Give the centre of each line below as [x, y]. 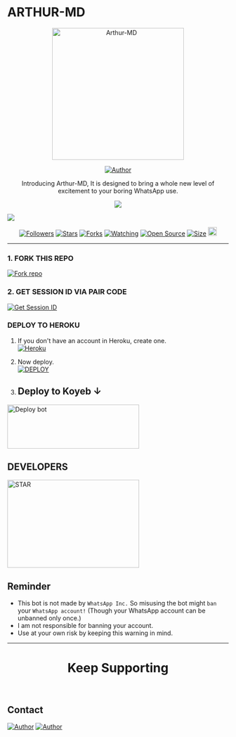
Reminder [29, 586]
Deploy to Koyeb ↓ [59, 391]
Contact [25, 710]
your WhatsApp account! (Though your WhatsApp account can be [111, 611]
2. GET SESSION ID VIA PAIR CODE [67, 292]
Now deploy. [35, 361]
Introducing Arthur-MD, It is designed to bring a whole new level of [118, 183]
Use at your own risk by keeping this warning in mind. [95, 633]
